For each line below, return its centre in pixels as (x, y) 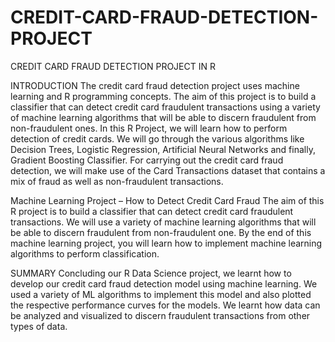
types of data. (39, 326)
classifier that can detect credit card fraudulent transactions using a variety (165, 107)
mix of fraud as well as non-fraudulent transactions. (117, 181)
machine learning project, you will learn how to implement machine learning (166, 243)
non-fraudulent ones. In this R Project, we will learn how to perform (149, 128)
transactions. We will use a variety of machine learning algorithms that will (163, 222)
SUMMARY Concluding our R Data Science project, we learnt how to (151, 273)
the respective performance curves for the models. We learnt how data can (165, 305)
